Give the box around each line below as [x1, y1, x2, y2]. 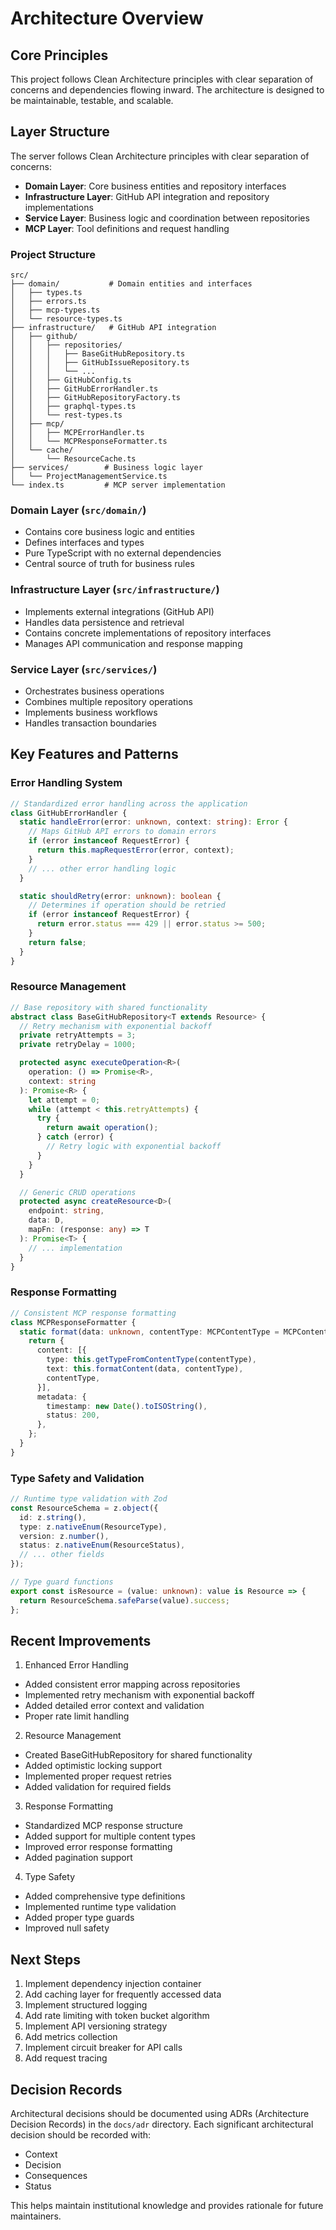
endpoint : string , [28, 1206, 105, 1216]
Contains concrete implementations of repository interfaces [24, 627, 272, 639]
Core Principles [10, 47, 109, 64]
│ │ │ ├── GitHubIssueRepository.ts [10, 358, 190, 368]
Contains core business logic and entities [24, 526, 195, 538]
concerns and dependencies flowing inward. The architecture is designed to [10, 84, 325, 96]
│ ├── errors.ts [10, 297, 87, 307]
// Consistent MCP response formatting [10, 1308, 177, 1318]
